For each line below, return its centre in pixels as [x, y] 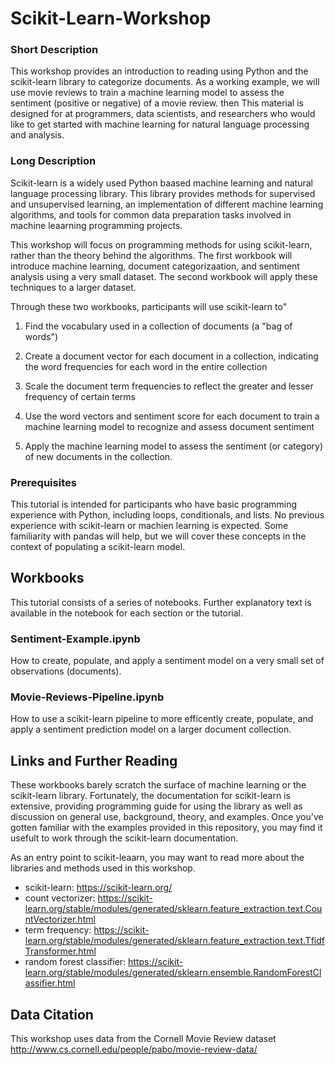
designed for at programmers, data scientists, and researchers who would [163, 114]
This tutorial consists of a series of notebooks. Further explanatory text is [161, 602]
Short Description [54, 50]
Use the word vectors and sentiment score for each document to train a [172, 416]
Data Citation [52, 1014]
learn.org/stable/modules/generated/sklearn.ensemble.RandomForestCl [173, 973]
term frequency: [58, 930]
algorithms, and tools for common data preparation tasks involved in [151, 214]
